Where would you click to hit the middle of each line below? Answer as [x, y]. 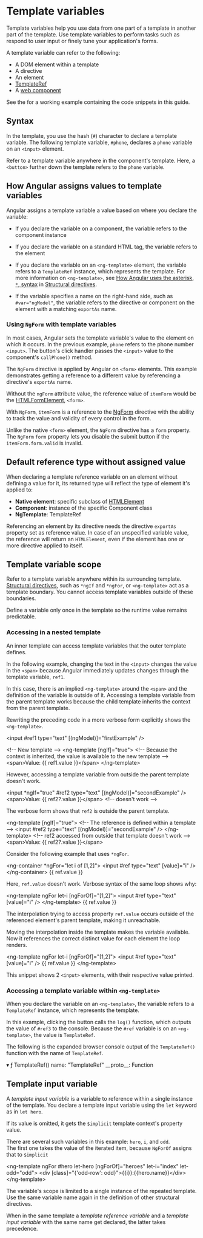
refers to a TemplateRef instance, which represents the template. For [100, 271]
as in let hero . [25, 1111]
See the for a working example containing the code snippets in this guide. [98, 102]
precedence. [22, 1228]
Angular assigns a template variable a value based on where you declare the [101, 210]
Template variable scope [54, 565]
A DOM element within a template [57, 64]
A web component [38, 90]
